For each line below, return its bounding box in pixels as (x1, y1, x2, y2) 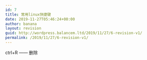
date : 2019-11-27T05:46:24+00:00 (5, 16, 75, 21)
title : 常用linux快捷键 (5, 12, 51, 17)
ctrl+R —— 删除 (5, 49, 38, 55)
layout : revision (5, 26, 42, 31)
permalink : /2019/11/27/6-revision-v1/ (5, 35, 89, 40)
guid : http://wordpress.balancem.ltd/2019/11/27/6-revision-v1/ (5, 30, 142, 35)
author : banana (5, 21, 37, 26)
